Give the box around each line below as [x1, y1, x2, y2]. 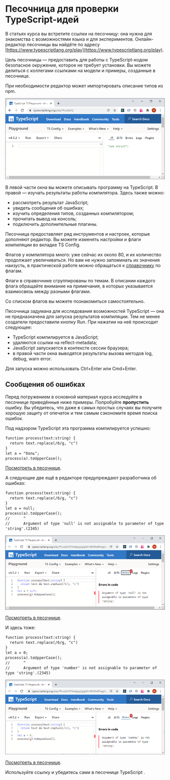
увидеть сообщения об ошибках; [12, 205, 84, 211]
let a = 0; [5, 651, 28, 656]
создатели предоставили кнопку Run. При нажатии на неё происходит [5, 318, 158, 325]
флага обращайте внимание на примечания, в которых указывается [5, 283, 153, 289]
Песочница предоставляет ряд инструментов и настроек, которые [5, 231, 150, 237]
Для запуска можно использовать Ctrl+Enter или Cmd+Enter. [5, 365, 138, 371]
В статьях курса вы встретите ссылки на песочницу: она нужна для [5, 30, 152, 37]
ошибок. [5, 415, 24, 421]
